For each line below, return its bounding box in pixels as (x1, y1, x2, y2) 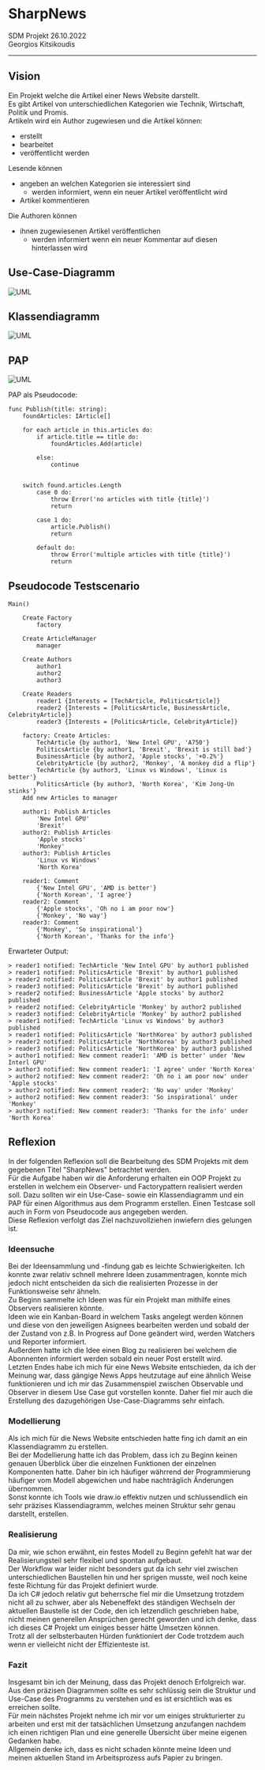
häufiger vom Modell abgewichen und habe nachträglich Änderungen (8, 1476, 234, 1485)
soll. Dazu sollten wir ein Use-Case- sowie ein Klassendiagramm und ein (8, 1190, 244, 1200)
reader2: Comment (22, 898, 80, 906)
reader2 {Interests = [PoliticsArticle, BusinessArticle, (36, 704, 231, 712)
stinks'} (8, 787, 37, 795)
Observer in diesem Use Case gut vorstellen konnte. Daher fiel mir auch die (8, 1388, 253, 1397)
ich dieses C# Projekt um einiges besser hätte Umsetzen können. (8, 1623, 221, 1632)
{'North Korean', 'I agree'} (36, 891, 132, 899)
